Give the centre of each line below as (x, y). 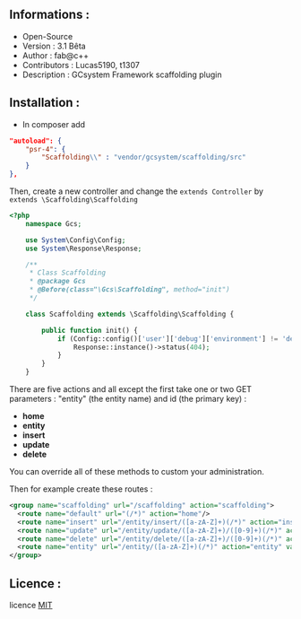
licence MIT (31, 605)
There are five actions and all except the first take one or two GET (131, 389)
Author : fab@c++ (56, 55)
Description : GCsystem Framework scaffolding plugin (122, 74)
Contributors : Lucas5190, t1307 (81, 65)
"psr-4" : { (46, 149)
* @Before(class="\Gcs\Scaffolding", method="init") (129, 290)
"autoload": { (36, 141)
